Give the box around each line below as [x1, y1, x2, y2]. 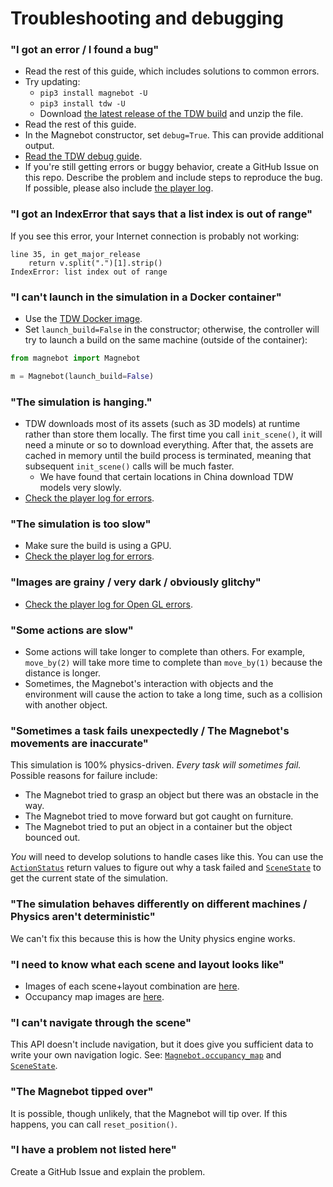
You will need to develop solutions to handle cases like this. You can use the [10, 851, 324, 863]
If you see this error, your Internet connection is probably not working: [10, 230, 300, 242]
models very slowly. [39, 482, 122, 494]
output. [24, 140, 55, 152]
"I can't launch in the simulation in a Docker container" [10, 290, 282, 304]
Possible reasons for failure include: [10, 770, 158, 782]
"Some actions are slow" [10, 623, 134, 637]
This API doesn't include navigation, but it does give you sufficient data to [10, 1038, 314, 1051]
